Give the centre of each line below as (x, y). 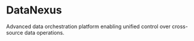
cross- (180, 26)
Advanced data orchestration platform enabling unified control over (88, 26)
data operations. (44, 32)
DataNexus (34, 10)
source (15, 32)
